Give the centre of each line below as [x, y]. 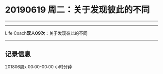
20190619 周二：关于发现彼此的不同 [77, 10]
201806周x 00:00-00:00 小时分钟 [38, 67]
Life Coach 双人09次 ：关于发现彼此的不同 [46, 33]
